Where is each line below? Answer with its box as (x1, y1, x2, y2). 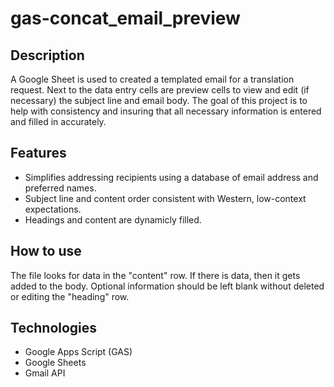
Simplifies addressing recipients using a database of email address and (24, 171, 319, 183)
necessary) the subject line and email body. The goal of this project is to (10, 95, 308, 106)
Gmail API (24, 367, 66, 379)
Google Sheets (24, 357, 87, 369)
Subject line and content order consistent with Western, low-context (24, 192, 307, 204)
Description (10, 47, 85, 64)
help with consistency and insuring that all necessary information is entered (10, 105, 322, 117)
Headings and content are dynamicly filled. (24, 213, 202, 226)
